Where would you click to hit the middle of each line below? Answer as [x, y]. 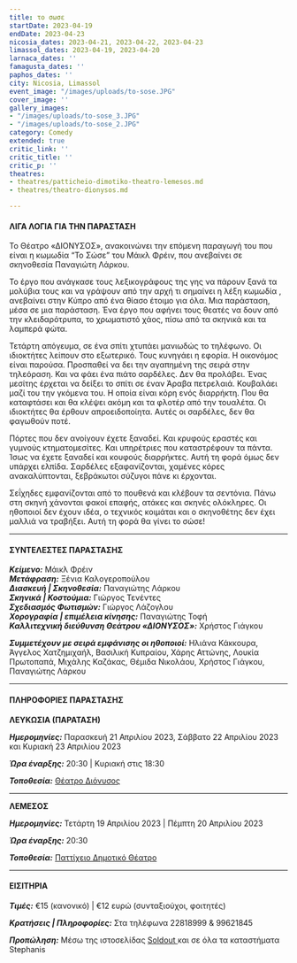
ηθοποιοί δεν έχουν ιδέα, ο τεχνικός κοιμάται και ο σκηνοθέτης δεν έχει [142, 512]
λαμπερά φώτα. [38, 329]
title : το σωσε [37, 17]
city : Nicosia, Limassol [55, 83]
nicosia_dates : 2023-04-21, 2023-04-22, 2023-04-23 [106, 42]
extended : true [37, 141]
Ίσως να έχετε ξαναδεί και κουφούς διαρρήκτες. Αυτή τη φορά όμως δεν [145, 458]
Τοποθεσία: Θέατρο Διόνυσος [65, 781]
